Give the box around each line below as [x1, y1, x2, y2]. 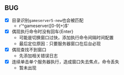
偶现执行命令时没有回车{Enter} [11, 29, 74, 34]
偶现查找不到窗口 [11, 46, 47, 52]
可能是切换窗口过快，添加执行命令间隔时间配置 [19, 34, 114, 40]
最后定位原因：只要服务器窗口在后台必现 [19, 41, 101, 46]
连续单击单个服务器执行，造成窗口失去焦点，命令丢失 [11, 59, 120, 64]
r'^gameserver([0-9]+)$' [19, 23, 69, 29]
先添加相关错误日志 [19, 53, 58, 59]
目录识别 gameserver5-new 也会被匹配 [11, 17, 84, 23]
